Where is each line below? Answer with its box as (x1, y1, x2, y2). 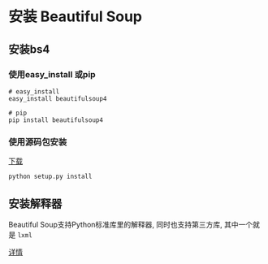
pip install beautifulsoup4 (8, 115, 104, 124)
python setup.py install (8, 172, 93, 181)
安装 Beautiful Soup (8, 7, 143, 26)
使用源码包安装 (8, 136, 67, 147)
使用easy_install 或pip (8, 68, 96, 80)
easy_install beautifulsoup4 (8, 94, 107, 102)
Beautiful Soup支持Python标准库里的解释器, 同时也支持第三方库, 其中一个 (8, 219, 253, 229)
